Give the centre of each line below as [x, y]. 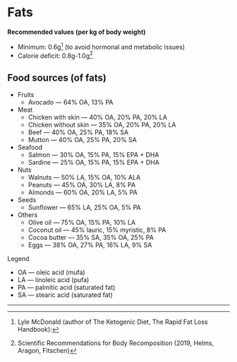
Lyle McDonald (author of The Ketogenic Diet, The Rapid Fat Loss [113, 322]
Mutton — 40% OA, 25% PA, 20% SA [83, 140]
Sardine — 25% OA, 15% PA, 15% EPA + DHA [94, 163]
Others [28, 215]
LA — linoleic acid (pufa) [53, 280]
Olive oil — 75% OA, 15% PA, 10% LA [82, 223]
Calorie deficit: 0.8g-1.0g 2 [55, 55]
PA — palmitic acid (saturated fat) [66, 288]
